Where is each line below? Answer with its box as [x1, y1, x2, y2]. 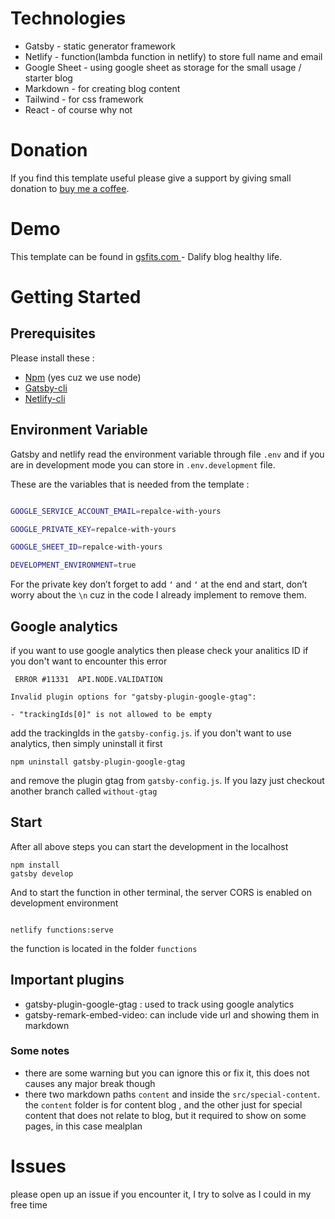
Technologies [10, 7, 127, 30]
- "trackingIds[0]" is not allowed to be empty [10, 709, 213, 719]
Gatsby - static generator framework [24, 40, 176, 52]
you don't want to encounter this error [10, 655, 168, 667]
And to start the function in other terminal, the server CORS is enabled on [10, 886, 312, 898]
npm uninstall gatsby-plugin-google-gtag [10, 757, 186, 767]
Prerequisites [10, 325, 96, 342]
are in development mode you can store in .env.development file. [10, 458, 276, 471]
